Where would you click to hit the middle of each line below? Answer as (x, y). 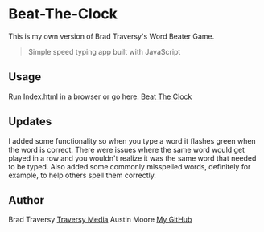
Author (26, 200)
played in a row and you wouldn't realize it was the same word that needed (132, 158)
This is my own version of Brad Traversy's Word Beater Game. (111, 36)
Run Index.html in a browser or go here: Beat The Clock (100, 96)
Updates (30, 122)
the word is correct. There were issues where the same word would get (127, 149)
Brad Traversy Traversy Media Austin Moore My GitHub (100, 220)
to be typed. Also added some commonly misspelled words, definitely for (130, 166)
